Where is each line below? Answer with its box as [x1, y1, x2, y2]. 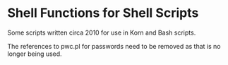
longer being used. [7, 49, 62, 58]
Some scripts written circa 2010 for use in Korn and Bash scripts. [7, 28, 196, 37]
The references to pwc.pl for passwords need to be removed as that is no [7, 42, 221, 50]
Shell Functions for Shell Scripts [7, 5, 199, 21]
